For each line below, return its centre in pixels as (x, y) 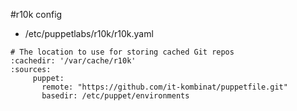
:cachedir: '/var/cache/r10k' (73, 61)
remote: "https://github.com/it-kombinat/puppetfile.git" (164, 87)
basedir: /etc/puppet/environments (115, 96)
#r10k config (36, 14)
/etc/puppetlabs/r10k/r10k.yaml (89, 33)
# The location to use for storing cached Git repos (122, 52)
